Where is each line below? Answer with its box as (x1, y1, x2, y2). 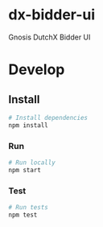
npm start (8, 166, 42, 174)
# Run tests (8, 204, 48, 212)
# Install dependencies (8, 113, 89, 122)
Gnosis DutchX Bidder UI (8, 32, 91, 42)
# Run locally (8, 159, 56, 167)
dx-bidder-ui (8, 6, 96, 24)
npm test (8, 211, 38, 219)
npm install (8, 121, 48, 130)
